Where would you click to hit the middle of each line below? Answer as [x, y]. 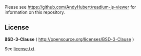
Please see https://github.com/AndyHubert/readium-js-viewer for [70, 7]
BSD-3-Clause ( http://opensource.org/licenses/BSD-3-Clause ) [69, 39]
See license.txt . [20, 49]
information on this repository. [35, 12]
